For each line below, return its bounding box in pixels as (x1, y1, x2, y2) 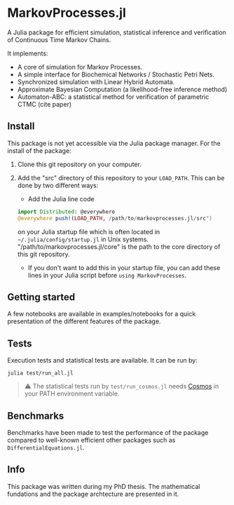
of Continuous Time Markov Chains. (7, 35, 111, 43)
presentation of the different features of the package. (7, 317, 161, 325)
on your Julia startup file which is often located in (17, 227, 160, 236)
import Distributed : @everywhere (17, 208, 116, 215)
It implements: (7, 49, 48, 58)
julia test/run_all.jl (7, 370, 74, 377)
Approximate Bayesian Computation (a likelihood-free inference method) (17, 85, 228, 93)
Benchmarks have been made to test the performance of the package (7, 428, 209, 436)
